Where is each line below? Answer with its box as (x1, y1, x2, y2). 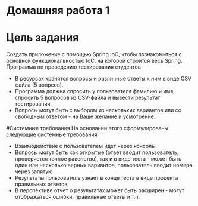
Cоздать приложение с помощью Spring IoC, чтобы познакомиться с (6, 51, 182, 58)
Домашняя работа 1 (6, 4, 110, 17)
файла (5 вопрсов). (14, 81, 64, 88)
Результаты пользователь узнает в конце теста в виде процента (14, 174, 178, 182)
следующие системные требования (6, 131, 98, 138)
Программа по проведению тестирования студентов (6, 63, 142, 70)
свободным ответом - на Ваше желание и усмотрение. (14, 113, 156, 120)
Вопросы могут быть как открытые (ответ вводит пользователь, (14, 149, 179, 156)
